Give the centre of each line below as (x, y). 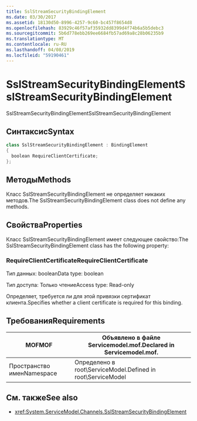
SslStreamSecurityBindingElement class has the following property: (87, 245)
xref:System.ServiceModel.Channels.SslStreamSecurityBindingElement (101, 412)
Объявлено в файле (131, 338)
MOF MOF (39, 345)
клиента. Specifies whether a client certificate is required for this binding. (94, 302)
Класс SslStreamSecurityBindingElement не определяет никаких (86, 194)
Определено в (95, 362)
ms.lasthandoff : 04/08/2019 (40, 50)
